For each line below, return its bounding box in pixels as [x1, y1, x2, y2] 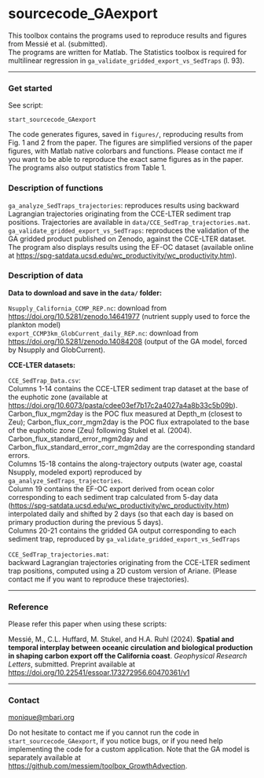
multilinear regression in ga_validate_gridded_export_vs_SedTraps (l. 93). [8, 56, 245, 65]
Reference [8, 601, 49, 612]
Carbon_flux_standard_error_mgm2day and [8, 434, 148, 443]
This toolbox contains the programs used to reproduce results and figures [8, 31, 247, 40]
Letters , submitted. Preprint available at [8, 659, 136, 669]
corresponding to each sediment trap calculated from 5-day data [8, 492, 218, 501]
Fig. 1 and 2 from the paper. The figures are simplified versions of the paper [8, 138, 253, 148]
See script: [8, 101, 43, 110]
